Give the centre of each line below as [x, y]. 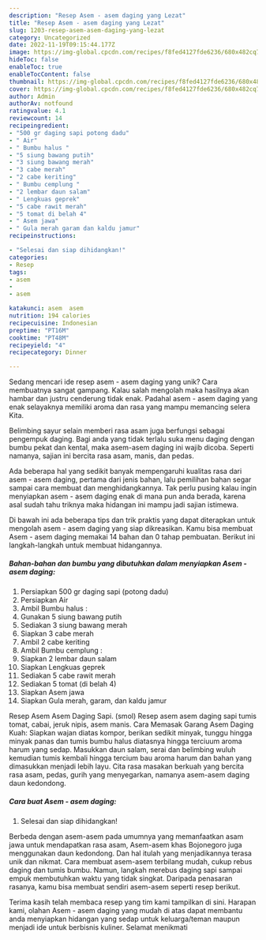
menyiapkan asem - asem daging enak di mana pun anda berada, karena [127, 496]
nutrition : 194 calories [50, 316]
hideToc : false [34, 60]
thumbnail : [27, 81]
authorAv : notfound [41, 103]
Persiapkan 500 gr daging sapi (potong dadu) [94, 592]
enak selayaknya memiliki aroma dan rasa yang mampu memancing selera [130, 407]
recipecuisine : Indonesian [53, 323]
